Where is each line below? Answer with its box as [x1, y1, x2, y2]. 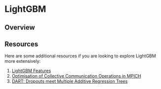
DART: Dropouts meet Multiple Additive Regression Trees [11, 78, 128, 85]
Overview [4, 23, 35, 32]
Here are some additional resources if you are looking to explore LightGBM [4, 53, 156, 59]
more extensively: [4, 58, 41, 64]
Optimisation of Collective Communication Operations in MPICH [11, 73, 141, 79]
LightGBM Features [11, 68, 51, 74]
